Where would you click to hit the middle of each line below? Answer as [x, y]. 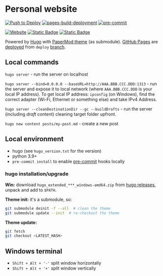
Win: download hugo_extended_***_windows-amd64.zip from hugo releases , [81, 185]
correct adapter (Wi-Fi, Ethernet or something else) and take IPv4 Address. [81, 99]
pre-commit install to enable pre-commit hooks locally [68, 161]
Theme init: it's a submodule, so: [39, 199]
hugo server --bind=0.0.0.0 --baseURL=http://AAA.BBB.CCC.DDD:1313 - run [81, 83]
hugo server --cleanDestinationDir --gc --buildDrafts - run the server [79, 109]
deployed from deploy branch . [36, 47]
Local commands [32, 62]
